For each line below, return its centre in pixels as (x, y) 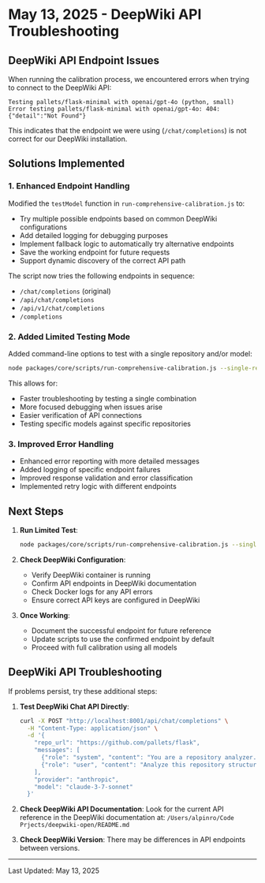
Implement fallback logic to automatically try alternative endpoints (127, 244)
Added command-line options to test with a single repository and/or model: (130, 353)
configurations (43, 227)
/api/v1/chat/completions (62, 308)
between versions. (50, 848)
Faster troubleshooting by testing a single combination (108, 398)
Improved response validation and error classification (106, 478)
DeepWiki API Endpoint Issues (84, 60)
